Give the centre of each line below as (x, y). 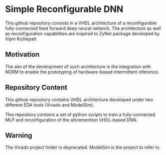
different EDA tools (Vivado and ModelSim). (50, 105)
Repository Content (36, 87)
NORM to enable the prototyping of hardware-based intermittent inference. (82, 72)
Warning (19, 135)
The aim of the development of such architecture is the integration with (78, 66)
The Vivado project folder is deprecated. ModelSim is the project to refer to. (83, 148)
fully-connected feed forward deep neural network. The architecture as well (83, 28)
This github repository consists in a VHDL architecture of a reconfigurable (81, 23)
